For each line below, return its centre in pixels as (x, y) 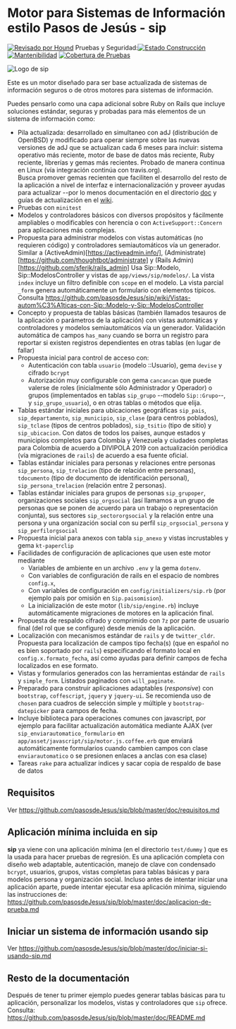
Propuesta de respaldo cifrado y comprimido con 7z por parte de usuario (123, 621)
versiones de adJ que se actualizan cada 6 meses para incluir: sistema (120, 147)
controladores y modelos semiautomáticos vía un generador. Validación (121, 327)
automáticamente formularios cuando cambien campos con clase (112, 748)
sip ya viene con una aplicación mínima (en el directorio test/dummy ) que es (118, 849)
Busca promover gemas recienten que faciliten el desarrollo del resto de (122, 177)
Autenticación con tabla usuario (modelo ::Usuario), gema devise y (125, 365)
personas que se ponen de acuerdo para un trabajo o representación (118, 507)
